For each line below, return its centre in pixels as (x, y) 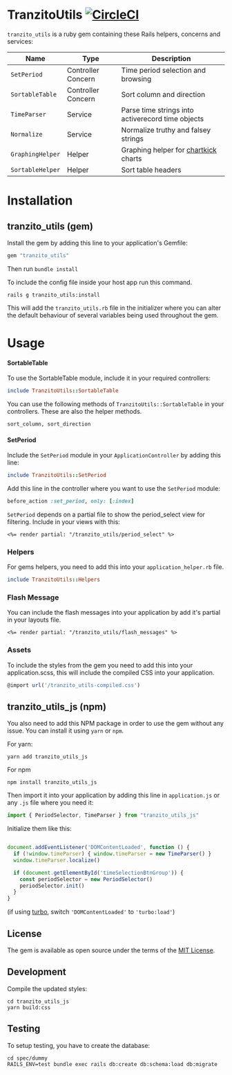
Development (37, 972)
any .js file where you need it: (50, 803)
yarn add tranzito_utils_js (48, 757)
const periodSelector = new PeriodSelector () (86, 879)
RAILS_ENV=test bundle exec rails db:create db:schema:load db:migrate (112, 1064)
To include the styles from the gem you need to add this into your (100, 665)
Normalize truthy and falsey (166, 130)
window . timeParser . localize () (57, 860)
